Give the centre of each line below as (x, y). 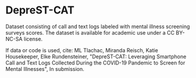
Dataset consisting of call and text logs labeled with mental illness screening (98, 26)
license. (33, 39)
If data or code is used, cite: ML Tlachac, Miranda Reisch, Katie (82, 50)
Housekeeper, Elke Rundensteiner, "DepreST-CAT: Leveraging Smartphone (96, 56)
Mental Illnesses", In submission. (45, 69)
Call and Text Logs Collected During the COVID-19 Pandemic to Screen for (95, 63)
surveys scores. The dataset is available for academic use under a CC (90, 32)
